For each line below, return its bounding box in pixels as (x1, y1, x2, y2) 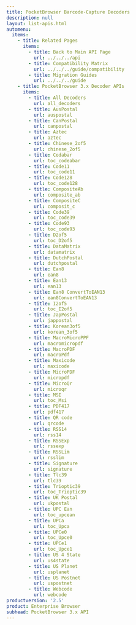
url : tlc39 (33, 478, 62, 484)
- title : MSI (28, 391, 62, 398)
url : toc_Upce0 (33, 535, 72, 541)
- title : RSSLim (28, 449, 70, 455)
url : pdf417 (33, 409, 64, 415)
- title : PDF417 (28, 403, 70, 409)
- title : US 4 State (28, 552, 81, 558)
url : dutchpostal (33, 261, 78, 267)
